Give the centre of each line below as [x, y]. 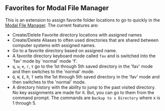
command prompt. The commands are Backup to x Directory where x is [86, 98]
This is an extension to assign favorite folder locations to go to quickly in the [82, 20]
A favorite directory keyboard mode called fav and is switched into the [84, 56]
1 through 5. [24, 103]
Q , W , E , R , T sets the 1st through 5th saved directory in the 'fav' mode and [86, 76]
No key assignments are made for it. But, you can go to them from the [83, 92]
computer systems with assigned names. [54, 45]
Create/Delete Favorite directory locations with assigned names [77, 35]
